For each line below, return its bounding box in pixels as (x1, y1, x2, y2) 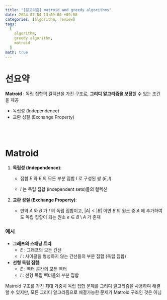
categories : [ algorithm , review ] (5, 17, 75, 22)
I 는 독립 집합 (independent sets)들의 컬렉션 (20, 186, 108, 192)
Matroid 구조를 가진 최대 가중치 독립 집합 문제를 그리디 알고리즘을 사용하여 (5, 283, 151, 289)
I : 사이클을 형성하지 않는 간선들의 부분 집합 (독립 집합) (20, 253, 127, 259)
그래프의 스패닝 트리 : (12, 240, 53, 246)
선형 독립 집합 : (12, 259, 41, 266)
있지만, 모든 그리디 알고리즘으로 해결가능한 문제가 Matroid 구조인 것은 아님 (16, 289, 162, 295)
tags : (5, 21, 17, 27)
